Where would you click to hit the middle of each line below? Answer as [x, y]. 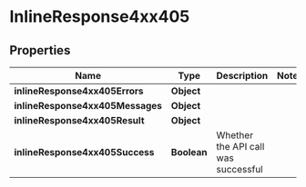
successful [240, 169]
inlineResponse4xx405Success [84, 152]
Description [242, 76]
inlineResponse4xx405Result [79, 120]
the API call [240, 147]
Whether [235, 135]
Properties [40, 50]
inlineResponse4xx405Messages [88, 106]
